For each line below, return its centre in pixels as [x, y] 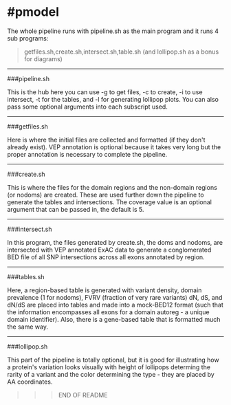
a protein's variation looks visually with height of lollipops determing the [109, 367]
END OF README [83, 395]
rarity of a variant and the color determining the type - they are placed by [111, 374]
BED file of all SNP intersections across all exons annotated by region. [106, 257]
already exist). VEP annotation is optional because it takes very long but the [114, 147]
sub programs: [28, 38]
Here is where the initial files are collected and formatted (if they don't [106, 140]
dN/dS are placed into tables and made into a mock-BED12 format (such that [115, 305]
